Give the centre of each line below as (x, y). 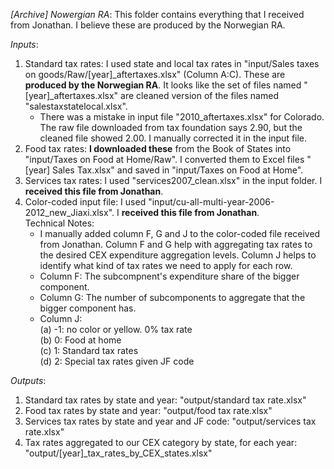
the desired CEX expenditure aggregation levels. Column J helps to (178, 255)
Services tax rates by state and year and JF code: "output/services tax (170, 421)
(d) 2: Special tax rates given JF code (117, 361)
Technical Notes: (59, 223)
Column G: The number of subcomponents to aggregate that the (172, 297)
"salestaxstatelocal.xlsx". (76, 106)
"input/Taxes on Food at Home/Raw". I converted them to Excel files (164, 159)
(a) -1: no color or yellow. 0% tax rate (116, 329)
